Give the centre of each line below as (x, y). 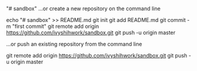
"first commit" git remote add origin (56, 26)
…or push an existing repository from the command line (74, 44)
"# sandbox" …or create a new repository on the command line (83, 9)
